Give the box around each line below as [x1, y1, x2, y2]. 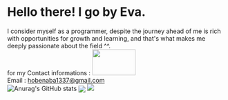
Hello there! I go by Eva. [7, 4, 146, 20]
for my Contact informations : [7, 68, 91, 77]
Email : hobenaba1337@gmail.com [7, 76, 105, 84]
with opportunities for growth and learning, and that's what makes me [7, 34, 206, 42]
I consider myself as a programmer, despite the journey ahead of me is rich [7, 27, 221, 35]
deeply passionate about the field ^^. [7, 41, 111, 50]
